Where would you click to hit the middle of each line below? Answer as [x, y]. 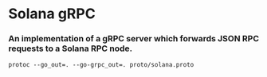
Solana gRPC [52, 14]
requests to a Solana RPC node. [71, 48]
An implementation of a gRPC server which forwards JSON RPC [133, 39]
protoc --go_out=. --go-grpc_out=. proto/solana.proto [101, 65]
